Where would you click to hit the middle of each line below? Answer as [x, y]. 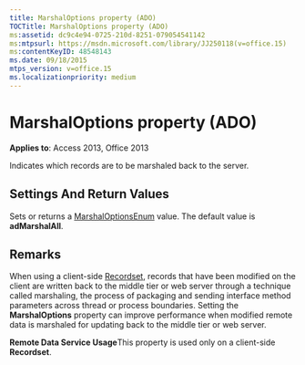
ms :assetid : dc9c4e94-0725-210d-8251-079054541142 [107, 35]
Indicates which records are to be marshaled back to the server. [129, 165]
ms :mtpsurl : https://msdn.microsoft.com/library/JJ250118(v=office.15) [148, 43]
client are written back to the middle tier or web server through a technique [150, 286]
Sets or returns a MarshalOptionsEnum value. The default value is [132, 216]
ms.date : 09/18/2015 [49, 60]
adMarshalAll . [36, 225]
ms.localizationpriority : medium [73, 78]
